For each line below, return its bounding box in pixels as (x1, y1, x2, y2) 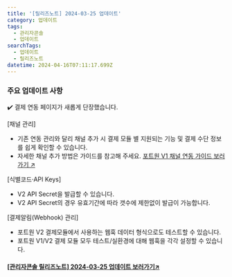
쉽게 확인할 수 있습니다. (24, 143, 88, 151)
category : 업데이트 (7, 17, 57, 24)
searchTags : (7, 42, 42, 49)
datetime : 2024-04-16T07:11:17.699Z (7, 62, 113, 69)
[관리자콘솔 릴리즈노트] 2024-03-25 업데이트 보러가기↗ (7, 262, 160, 271)
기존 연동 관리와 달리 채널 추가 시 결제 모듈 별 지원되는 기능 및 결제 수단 (17, 134, 209, 143)
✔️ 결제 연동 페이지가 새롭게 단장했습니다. (7, 102, 118, 111)
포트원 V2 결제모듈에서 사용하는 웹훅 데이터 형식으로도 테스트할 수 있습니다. (17, 228, 222, 236)
